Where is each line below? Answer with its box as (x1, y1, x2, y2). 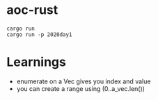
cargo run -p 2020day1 (6, 31, 72, 38)
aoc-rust (6, 2, 58, 18)
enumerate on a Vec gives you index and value (16, 77, 151, 85)
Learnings (6, 54, 67, 70)
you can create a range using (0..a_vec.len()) (16, 84, 145, 92)
